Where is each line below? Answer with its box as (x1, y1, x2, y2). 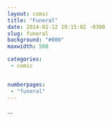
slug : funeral (7, 30, 49, 37)
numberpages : (7, 81, 46, 88)
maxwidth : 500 (7, 43, 49, 50)
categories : (7, 56, 42, 63)
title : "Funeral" (7, 17, 58, 24)
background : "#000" (7, 37, 65, 44)
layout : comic (7, 10, 49, 18)
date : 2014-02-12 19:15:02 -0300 (7, 23, 106, 30)
